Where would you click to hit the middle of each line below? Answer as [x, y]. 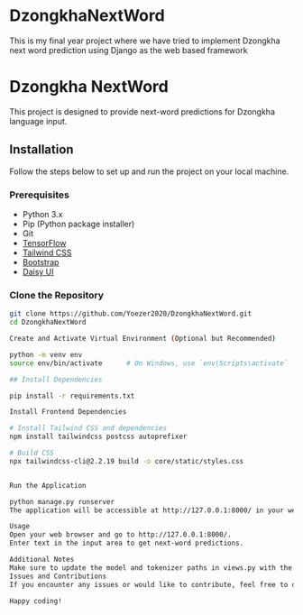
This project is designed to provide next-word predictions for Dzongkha [142, 111]
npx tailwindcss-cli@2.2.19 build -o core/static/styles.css [127, 461]
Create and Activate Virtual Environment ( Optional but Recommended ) [143, 339]
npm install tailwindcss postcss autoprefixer [98, 437]
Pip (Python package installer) [78, 224]
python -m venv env [46, 354]
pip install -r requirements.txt [72, 396]
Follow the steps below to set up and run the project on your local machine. [149, 171]
